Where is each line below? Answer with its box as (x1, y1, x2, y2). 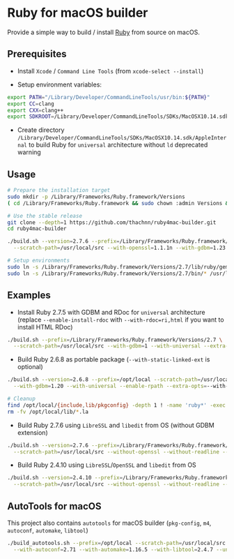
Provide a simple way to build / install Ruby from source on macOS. (7, 28, 200, 36)
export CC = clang (7, 100, 54, 107)
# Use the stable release (7, 212, 82, 219)
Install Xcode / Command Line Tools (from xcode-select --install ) (17, 66, 204, 75)
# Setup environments (7, 257, 70, 264)
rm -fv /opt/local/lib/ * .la (7, 408, 89, 415)
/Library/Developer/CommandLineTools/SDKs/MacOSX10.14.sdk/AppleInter (17, 135, 227, 142)
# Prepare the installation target (7, 187, 111, 194)
